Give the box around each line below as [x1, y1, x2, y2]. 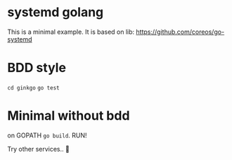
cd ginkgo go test [7, 84, 60, 92]
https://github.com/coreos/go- [136, 27, 225, 36]
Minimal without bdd [7, 108, 130, 124]
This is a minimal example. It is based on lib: [7, 27, 135, 36]
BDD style [7, 60, 67, 76]
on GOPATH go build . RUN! [7, 131, 87, 140]
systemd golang [7, 4, 104, 20]
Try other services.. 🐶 [7, 144, 70, 153]
